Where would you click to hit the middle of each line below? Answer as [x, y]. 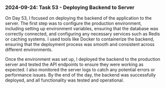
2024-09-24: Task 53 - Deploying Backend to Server [70, 7]
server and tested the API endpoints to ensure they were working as [74, 65]
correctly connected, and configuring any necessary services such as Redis [82, 34]
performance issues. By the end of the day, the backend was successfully [81, 75]
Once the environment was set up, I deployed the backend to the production [83, 59]
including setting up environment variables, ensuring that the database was [82, 29]
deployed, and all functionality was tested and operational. [65, 80]
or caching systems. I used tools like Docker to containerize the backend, [80, 39]
